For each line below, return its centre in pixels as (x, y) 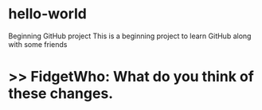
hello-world (48, 14)
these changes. (61, 94)
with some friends (38, 44)
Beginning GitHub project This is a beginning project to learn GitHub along (130, 36)
